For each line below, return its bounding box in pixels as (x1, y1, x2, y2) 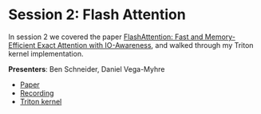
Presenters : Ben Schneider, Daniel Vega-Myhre (8, 64, 165, 73)
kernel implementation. (8, 49, 84, 58)
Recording (19, 88, 54, 97)
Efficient (8, 40, 36, 49)
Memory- (204, 32, 235, 41)
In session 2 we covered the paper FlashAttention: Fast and (8, 32, 204, 41)
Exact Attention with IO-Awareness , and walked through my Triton (37, 40, 254, 49)
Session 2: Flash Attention (8, 6, 186, 24)
